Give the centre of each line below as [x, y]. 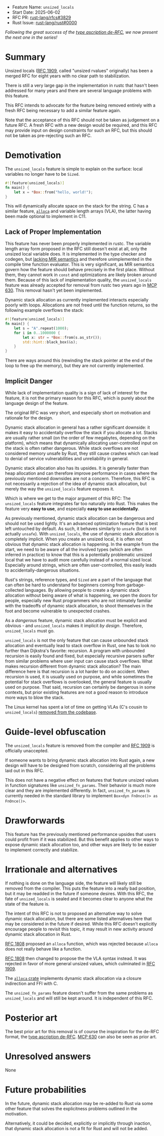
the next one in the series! [31, 37]
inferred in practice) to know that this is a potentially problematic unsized [79, 555]
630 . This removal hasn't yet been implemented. [54, 290]
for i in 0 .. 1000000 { [37, 333]
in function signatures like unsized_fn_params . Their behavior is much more [80, 785]
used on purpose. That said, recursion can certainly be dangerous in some [80, 687]
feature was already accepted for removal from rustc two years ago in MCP [81, 285]
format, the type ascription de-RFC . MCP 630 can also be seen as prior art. [81, 1037]
